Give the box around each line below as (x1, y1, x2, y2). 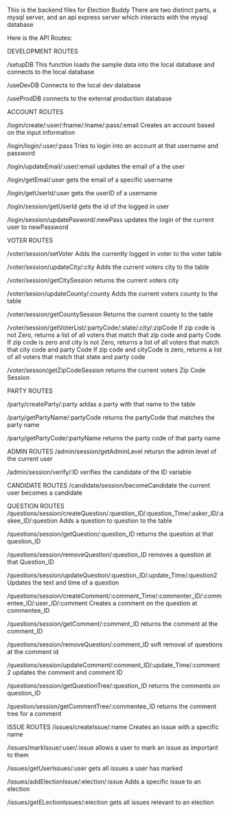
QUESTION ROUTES (7, 502, 65, 510)
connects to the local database (7, 68, 95, 76)
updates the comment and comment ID (12, 669, 123, 676)
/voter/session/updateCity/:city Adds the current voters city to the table (7, 263, 209, 271)
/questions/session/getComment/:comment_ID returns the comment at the (7, 620, 218, 628)
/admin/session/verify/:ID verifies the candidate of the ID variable (7, 468, 192, 476)
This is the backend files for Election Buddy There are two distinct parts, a (7, 6, 217, 14)
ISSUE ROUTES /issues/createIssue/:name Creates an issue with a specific (7, 723, 219, 731)
